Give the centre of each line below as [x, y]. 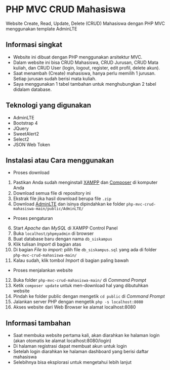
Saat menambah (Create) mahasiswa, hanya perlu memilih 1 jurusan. [84, 73]
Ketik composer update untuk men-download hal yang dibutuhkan [81, 286]
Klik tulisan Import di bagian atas [47, 244]
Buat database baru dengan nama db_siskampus [63, 239]
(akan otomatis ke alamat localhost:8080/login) [62, 341]
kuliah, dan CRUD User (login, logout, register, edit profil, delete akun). [87, 68]
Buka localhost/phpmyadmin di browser [53, 233]
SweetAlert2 [26, 133]
